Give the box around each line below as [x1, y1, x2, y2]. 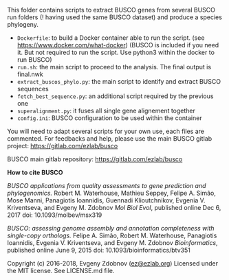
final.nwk [17, 70, 43, 78]
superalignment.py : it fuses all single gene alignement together [17, 106, 196, 115]
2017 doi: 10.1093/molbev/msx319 [7, 211, 102, 219]
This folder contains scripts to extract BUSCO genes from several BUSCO [7, 6, 215, 14]
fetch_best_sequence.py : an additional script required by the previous [17, 92, 214, 100]
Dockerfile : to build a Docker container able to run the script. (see [17, 34, 205, 42]
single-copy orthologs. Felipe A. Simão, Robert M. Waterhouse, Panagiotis [7, 231, 217, 240]
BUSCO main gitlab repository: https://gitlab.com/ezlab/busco [7, 155, 183, 163]
